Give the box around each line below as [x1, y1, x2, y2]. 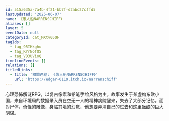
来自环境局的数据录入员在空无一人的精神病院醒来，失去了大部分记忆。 [14, 97, 159, 103]
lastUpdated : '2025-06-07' [5, 12, 62, 17]
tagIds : [5, 40, 22, 45]
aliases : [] [5, 21, 30, 26]
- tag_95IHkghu [10, 44, 42, 49]
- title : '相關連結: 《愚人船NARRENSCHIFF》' [10, 72, 98, 77]
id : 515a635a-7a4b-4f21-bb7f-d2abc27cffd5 [5, 7, 96, 12]
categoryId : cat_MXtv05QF [5, 35, 59, 40]
